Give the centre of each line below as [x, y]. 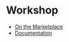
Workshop [32, 10]
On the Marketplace [39, 27]
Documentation [33, 33]
